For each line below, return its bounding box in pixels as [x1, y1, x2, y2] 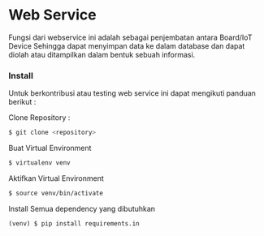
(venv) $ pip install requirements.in [8, 219, 140, 228]
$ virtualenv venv [8, 159, 71, 167]
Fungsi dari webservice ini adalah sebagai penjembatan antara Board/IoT [8, 32, 253, 42]
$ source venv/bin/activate [8, 189, 104, 197]
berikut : [8, 97, 37, 107]
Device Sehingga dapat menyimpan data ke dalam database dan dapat [8, 41, 245, 50]
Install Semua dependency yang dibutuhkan [8, 204, 156, 213]
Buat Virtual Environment [8, 144, 92, 153]
